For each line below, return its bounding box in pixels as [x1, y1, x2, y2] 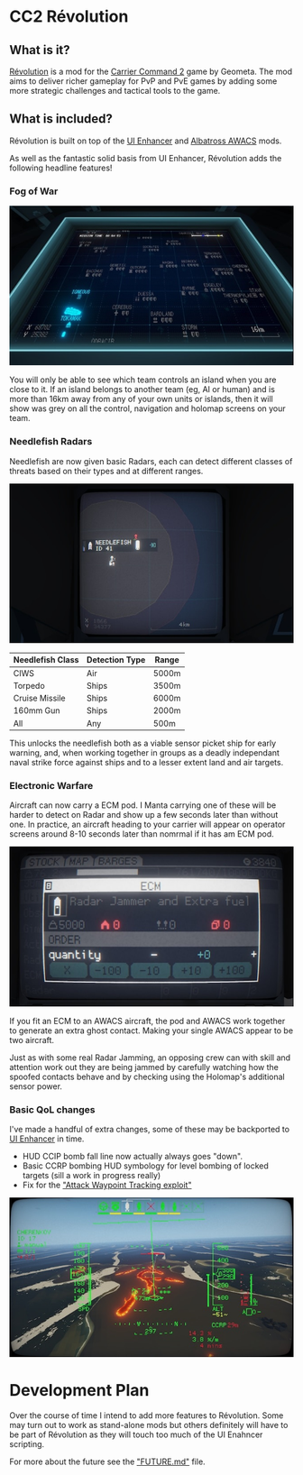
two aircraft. [9, 1034, 55, 1045]
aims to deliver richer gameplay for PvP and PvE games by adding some [9, 76, 278, 87]
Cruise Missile [13, 692, 66, 704]
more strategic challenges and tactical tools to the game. [9, 86, 221, 96]
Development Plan [9, 1380, 150, 1401]
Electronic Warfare [9, 780, 94, 792]
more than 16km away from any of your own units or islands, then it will [9, 394, 273, 405]
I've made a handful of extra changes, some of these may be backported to [9, 1124, 290, 1134]
